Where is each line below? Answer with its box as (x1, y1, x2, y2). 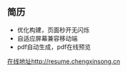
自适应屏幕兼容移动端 (16, 34, 78, 42)
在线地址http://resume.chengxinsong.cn (7, 57, 121, 65)
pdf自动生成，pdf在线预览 (16, 43, 91, 51)
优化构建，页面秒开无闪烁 (16, 26, 90, 34)
